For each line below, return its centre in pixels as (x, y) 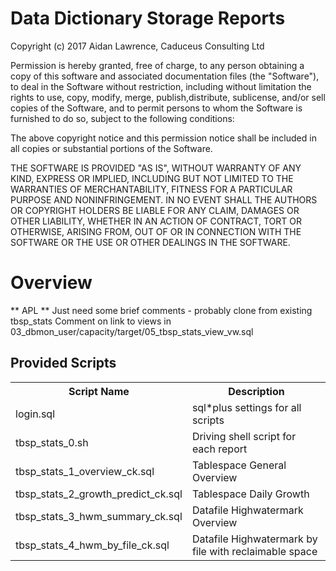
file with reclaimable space (254, 551)
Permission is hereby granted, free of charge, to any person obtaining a (157, 65)
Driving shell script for (244, 436)
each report (219, 449)
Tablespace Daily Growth (250, 494)
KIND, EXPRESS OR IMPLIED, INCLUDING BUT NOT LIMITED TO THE (152, 178)
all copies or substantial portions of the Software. (111, 148)
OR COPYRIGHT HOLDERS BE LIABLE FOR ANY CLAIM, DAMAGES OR (155, 210)
